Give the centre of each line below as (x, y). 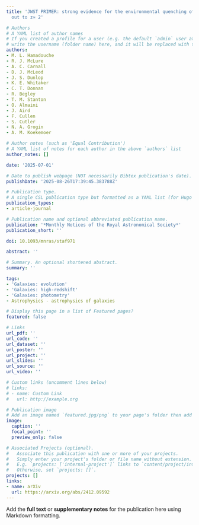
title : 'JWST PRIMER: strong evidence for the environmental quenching (96, 12)
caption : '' (26, 427)
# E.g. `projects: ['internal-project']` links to (73, 464)
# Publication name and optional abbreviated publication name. (87, 219)
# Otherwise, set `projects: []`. (51, 470)
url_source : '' (25, 366)
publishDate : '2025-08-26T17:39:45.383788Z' (62, 182)
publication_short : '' (34, 230)
